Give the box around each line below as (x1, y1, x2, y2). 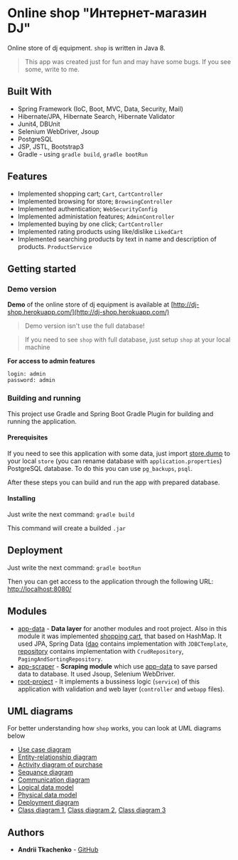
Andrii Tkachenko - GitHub (17, 845, 99, 854)
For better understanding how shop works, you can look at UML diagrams (7, 724, 222, 733)
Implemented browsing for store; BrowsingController (17, 197, 173, 206)
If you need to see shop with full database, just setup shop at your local (24, 336, 231, 344)
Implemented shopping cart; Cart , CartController (17, 189, 163, 198)
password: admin (7, 377, 55, 384)
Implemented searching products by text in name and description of (17, 235, 217, 243)
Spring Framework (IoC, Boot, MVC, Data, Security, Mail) (17, 105, 183, 113)
